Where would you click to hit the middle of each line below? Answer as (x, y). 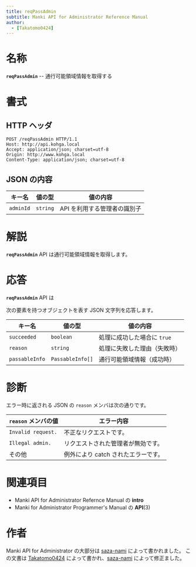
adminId (20, 208)
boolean (61, 337)
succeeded (23, 337)
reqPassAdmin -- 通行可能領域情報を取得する (59, 76)
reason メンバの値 (34, 421)
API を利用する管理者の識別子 (101, 209)
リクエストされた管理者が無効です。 (113, 443)
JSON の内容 (29, 179)
